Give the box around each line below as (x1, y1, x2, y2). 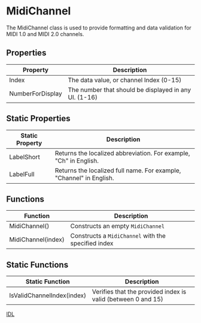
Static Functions (6, 259, 69, 270)
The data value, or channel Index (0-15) (68, 76, 182, 84)
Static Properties (6, 113, 71, 124)
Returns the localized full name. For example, (54, 166, 181, 175)
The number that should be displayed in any (68, 85, 191, 94)
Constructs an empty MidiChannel (70, 222, 165, 231)
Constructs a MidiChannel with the (70, 232, 166, 240)
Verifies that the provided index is (92, 288, 187, 296)
